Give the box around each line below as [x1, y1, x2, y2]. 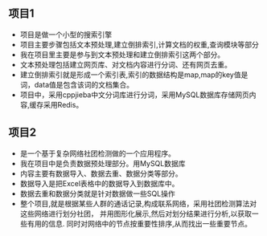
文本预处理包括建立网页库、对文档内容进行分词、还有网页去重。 [19, 59, 232, 69]
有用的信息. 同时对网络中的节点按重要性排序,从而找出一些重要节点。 [27, 218, 252, 228]
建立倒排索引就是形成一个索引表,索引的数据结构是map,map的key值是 [19, 70, 249, 79]
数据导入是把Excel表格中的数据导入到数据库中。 [19, 178, 179, 188]
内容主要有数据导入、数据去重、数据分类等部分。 [19, 169, 183, 178]
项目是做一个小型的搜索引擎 [19, 30, 113, 39]
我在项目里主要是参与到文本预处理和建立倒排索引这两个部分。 [19, 50, 225, 59]
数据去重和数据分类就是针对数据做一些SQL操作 [19, 189, 175, 198]
